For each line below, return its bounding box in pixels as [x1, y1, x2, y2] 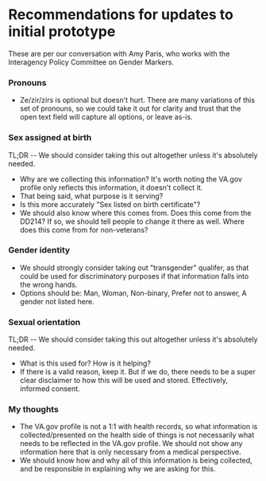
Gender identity [8, 244, 71, 256]
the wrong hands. [19, 280, 78, 289]
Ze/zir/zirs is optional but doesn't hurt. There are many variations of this [19, 96, 256, 105]
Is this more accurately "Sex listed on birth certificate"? [19, 199, 201, 209]
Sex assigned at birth [8, 132, 92, 143]
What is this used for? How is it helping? [19, 358, 151, 368]
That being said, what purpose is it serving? [19, 191, 164, 201]
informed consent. [19, 384, 81, 393]
